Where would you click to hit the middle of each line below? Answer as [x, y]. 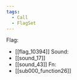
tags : [13, 12]
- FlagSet [24, 23]
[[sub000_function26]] [43, 71]
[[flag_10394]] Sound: [42, 52]
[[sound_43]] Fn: [35, 64]
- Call [20, 17]
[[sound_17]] [30, 58]
